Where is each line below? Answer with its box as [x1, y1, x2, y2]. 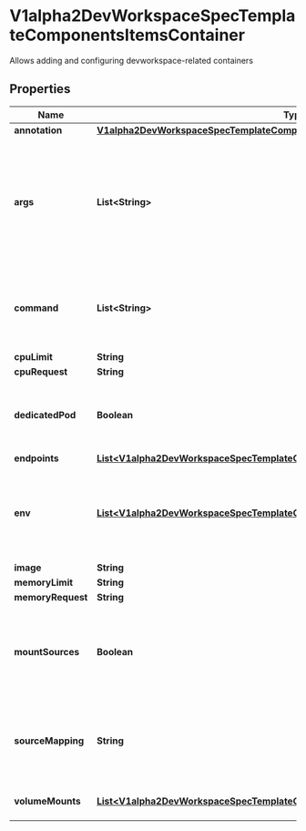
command [14, 302, 59, 314]
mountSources [14, 645, 80, 658]
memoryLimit [14, 576, 74, 589]
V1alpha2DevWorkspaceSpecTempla [9, 5, 296, 26]
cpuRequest [14, 365, 68, 378]
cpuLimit [14, 350, 53, 363]
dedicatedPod [14, 408, 76, 421]
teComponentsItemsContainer [9, 25, 246, 46]
